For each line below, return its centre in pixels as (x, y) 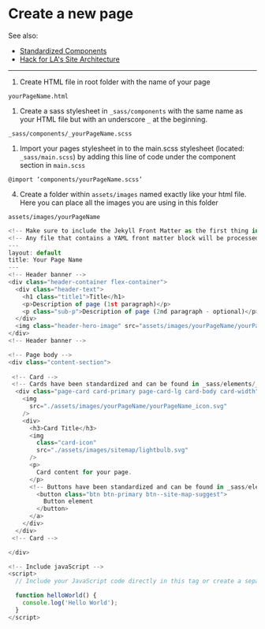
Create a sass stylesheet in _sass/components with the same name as (131, 110)
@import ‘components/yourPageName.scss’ (76, 179)
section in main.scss (52, 165)
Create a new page (71, 14)
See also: (23, 35)
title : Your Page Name (45, 260)
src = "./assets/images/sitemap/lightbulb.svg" (113, 450)
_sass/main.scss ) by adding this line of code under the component (128, 156)
